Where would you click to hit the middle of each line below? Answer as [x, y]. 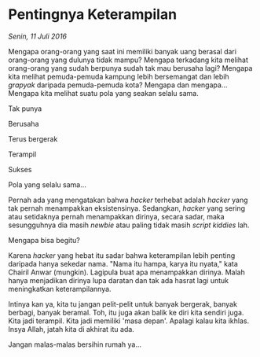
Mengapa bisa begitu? [44, 240]
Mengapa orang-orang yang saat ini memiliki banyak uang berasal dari [123, 51]
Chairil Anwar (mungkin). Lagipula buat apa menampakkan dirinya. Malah [126, 272]
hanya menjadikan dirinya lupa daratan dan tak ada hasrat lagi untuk [119, 280]
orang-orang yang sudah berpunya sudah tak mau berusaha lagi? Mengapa [130, 68]
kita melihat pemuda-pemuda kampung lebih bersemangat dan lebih [119, 76]
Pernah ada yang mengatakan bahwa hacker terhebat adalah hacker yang [128, 200]
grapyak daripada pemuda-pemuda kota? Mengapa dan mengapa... [118, 85]
